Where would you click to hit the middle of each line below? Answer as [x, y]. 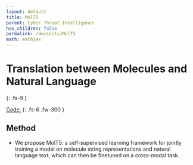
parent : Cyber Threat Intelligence [50, 23]
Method [21, 128]
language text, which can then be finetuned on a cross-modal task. [97, 155]
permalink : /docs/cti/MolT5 [41, 34]
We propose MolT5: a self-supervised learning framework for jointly [98, 142]
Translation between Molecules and [97, 69]
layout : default [26, 12]
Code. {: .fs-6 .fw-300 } [35, 109]
